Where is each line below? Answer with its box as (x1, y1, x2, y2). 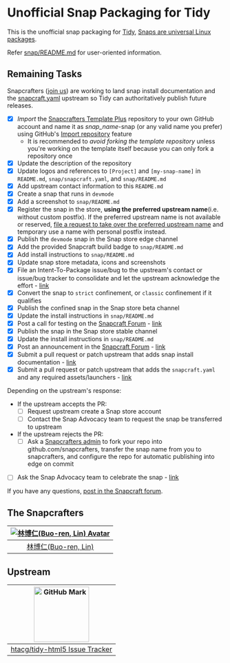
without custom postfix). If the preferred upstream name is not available (17, 213, 221, 221)
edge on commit (27, 460, 74, 468)
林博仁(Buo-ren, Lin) (26, 542, 94, 552)
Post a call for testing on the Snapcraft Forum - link (17, 319, 163, 327)
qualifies (17, 296, 42, 305)
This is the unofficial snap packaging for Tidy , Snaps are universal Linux (7, 28, 211, 36)
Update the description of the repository (17, 159, 132, 167)
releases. (7, 101, 33, 110)
